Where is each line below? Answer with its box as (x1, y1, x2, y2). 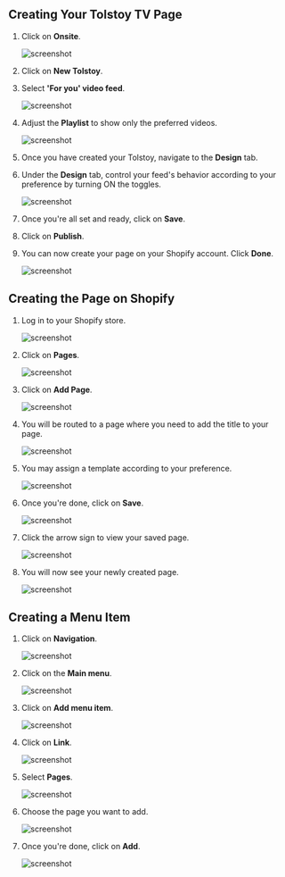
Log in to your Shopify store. (20, 314, 126, 325)
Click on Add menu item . (20, 703, 113, 714)
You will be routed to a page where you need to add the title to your (20, 419, 269, 430)
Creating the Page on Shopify (8, 291, 175, 306)
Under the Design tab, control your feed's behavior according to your (20, 169, 277, 180)
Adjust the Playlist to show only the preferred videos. (20, 117, 217, 128)
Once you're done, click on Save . (20, 497, 144, 508)
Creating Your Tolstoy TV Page (8, 7, 183, 22)
